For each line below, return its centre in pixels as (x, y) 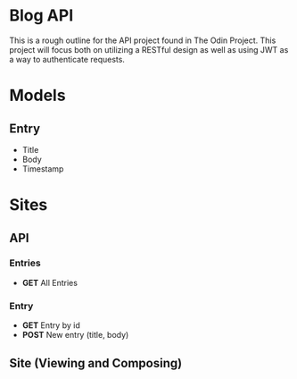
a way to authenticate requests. (67, 59)
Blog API (41, 16)
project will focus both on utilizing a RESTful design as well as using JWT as (149, 49)
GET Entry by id (51, 325)
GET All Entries (50, 282)
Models (37, 96)
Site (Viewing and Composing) (96, 363)
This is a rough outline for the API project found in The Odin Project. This (143, 40)
